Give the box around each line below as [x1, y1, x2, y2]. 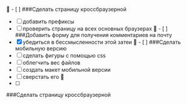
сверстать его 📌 [22, 74, 65, 80]
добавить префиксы [22, 18, 74, 25]
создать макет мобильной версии [22, 66, 111, 73]
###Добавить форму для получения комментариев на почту [14, 32, 173, 38]
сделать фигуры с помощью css [22, 52, 106, 59]
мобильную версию [14, 45, 67, 52]
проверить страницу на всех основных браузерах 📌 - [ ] [22, 25, 168, 32]
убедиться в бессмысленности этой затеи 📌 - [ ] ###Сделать [22, 39, 181, 45]
